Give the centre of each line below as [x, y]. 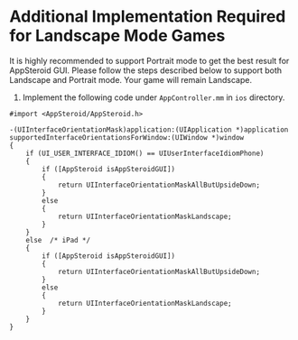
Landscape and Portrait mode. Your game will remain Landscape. [131, 79]
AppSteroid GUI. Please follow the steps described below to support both [146, 70]
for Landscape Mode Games [117, 36]
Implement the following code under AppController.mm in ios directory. [154, 97]
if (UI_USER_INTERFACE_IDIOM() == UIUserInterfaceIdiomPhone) [145, 153]
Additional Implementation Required [148, 17]
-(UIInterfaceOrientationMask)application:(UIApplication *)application [149, 129]
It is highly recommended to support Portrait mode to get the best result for [149, 60]
